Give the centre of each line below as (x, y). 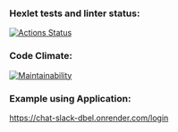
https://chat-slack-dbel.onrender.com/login (89, 118)
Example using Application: (70, 98)
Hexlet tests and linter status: (75, 13)
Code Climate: (41, 56)
